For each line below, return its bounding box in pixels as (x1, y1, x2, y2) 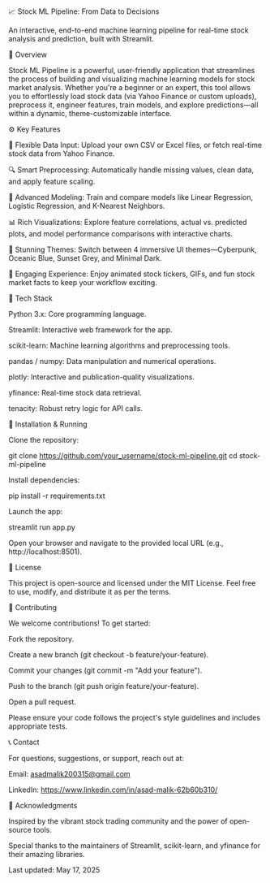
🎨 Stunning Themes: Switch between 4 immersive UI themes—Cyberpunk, (8, 245, 257, 254)
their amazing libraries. (8, 850, 85, 859)
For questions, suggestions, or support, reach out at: (8, 754, 185, 763)
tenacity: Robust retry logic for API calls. (8, 404, 144, 413)
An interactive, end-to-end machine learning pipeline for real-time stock (8, 25, 249, 35)
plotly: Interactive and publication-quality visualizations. (8, 372, 195, 382)
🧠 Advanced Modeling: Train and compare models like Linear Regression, (8, 193, 254, 201)
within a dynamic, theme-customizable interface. (8, 109, 172, 118)
